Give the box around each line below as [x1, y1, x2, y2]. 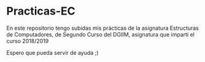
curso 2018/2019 [6, 37, 49, 44]
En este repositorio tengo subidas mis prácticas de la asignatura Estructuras [6, 24, 199, 32]
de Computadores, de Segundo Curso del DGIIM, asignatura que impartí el [6, 30, 195, 38]
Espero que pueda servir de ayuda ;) [6, 49, 99, 56]
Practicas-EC [6, 4, 75, 18]
